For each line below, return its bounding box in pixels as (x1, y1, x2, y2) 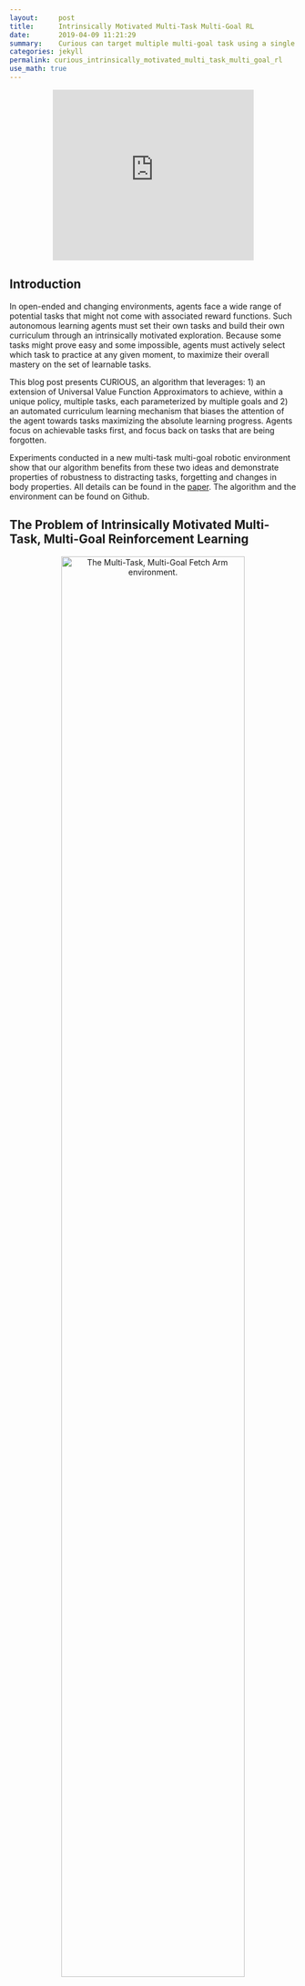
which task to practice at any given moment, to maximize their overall (9, 349, 269, 360)
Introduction (9, 277, 82, 292)
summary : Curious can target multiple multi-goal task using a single (9, 38, 296, 48)
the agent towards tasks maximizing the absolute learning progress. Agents (9, 415, 293, 426)
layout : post (9, 13, 76, 23)
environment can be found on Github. (9, 491, 150, 502)
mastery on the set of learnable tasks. (9, 359, 152, 370)
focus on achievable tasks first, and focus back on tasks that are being (9, 424, 275, 435)
